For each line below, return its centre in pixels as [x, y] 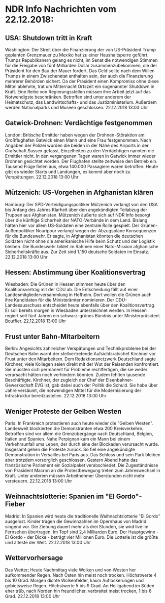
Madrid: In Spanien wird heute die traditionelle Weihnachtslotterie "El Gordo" [83, 516]
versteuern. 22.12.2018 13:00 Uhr [39, 481]
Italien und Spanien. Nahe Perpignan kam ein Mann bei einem [68, 439]
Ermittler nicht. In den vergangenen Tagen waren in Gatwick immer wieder [81, 156]
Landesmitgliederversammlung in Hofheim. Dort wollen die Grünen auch [78, 295]
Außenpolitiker [20, 230]
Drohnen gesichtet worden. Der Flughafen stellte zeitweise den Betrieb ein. [81, 161]
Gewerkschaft [19, 385]
